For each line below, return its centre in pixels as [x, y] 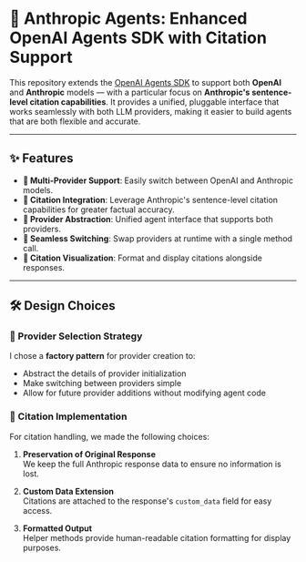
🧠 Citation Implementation [68, 416]
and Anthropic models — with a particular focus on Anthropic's [130, 92]
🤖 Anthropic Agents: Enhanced [128, 19]
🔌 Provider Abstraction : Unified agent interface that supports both [148, 219]
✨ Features [41, 158]
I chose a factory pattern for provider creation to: [102, 356]
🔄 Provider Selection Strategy [76, 336]
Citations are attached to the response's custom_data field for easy [147, 501]
